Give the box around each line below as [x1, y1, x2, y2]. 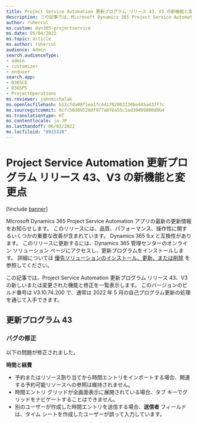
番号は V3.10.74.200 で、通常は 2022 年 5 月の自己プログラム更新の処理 [16, 289, 191, 296]
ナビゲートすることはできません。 [35, 395, 118, 403]
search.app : [6, 74, 35, 80]
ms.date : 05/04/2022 [6, 31, 57, 36]
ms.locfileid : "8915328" [6, 129, 67, 135]
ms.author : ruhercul [6, 42, 57, 48]
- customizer [6, 63, 38, 69]
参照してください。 [6, 261, 53, 268]
